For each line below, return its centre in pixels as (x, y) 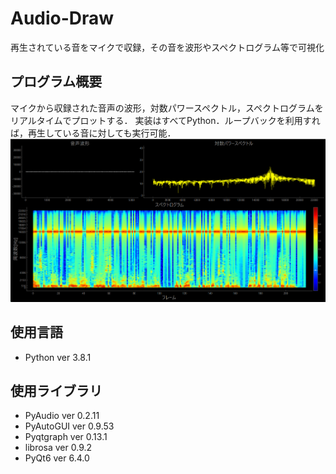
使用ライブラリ (56, 391)
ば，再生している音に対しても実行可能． (93, 133)
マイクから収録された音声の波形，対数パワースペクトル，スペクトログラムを (167, 108)
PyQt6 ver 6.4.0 (57, 458)
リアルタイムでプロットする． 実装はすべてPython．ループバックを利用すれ (165, 120)
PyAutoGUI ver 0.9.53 (69, 426)
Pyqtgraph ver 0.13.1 (66, 437)
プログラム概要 (56, 82)
